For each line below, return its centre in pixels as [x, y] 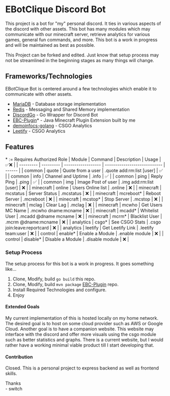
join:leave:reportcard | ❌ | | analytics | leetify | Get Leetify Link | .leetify [80, 228]
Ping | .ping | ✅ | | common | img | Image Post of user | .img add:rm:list [79, 182]
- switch [14, 389]
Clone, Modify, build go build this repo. [54, 279]
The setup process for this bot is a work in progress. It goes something [80, 264]
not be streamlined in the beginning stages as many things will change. [80, 60]
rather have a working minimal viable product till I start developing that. [80, 345]
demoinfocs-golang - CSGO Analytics [52, 125]
